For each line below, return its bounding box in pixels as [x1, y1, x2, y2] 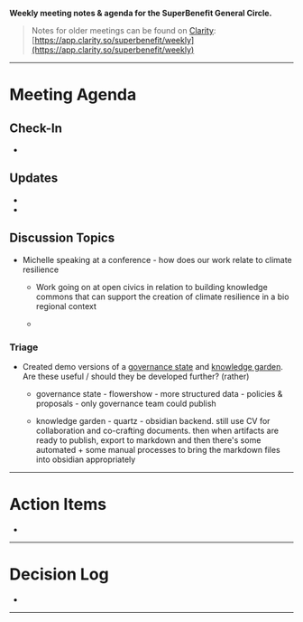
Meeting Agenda [9, 85, 137, 105]
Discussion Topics [9, 231, 115, 246]
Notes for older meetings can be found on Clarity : [31, 25, 216, 35]
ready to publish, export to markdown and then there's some [35, 434, 262, 446]
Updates [9, 171, 59, 186]
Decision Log [9, 564, 110, 585]
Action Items [9, 495, 106, 514]
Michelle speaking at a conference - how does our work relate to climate [22, 254, 293, 265]
